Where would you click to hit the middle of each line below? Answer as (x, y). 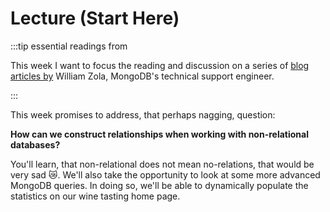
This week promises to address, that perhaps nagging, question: (143, 114)
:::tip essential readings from (69, 46)
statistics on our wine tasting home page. (95, 196)
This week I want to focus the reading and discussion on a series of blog (160, 65)
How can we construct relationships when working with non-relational (159, 134)
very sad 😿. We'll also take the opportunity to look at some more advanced (165, 174)
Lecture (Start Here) (95, 18)
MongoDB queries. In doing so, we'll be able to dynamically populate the (159, 185)
